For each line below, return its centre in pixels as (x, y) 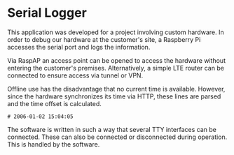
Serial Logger (47, 13)
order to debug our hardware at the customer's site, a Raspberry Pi (104, 39)
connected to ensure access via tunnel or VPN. (75, 75)
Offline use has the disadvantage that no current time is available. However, (116, 89)
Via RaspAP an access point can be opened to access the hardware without (117, 60)
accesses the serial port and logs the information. (79, 47)
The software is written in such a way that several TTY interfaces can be (112, 129)
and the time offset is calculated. (54, 103)
